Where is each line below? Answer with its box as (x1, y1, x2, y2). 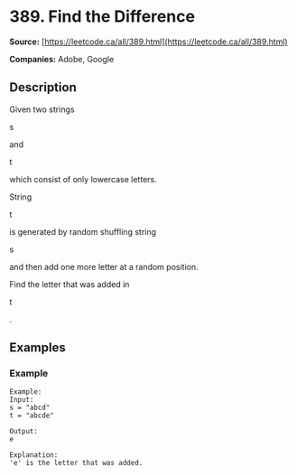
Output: (9, 427, 39, 436)
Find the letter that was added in (9, 278, 130, 290)
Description (9, 79, 77, 96)
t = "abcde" (9, 411, 54, 421)
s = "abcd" (9, 404, 51, 413)
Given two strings (9, 104, 75, 115)
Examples (9, 340, 66, 356)
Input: (9, 396, 34, 405)
